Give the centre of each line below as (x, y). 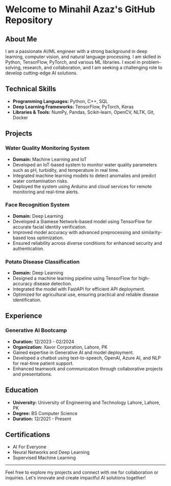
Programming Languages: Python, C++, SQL (60, 101)
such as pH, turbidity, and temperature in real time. (66, 170)
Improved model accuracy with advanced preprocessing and (76, 232)
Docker (20, 117)
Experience (24, 316)
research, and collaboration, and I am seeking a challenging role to (93, 68)
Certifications (28, 434)
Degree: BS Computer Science (45, 413)
